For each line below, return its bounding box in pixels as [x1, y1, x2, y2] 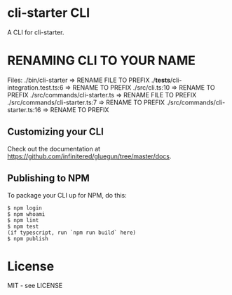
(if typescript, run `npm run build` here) [7, 229, 137, 236]
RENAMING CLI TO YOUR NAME [7, 53, 196, 69]
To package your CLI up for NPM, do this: [7, 191, 128, 199]
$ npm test [7, 223, 39, 230]
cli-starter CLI [7, 5, 90, 21]
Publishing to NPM [7, 172, 90, 184]
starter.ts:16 [7, 105, 41, 114]
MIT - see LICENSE [7, 282, 63, 290]
